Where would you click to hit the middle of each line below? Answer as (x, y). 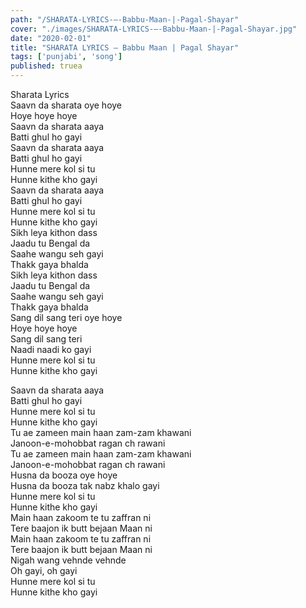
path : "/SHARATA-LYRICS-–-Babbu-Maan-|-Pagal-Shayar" (125, 19)
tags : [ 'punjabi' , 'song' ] (66, 57)
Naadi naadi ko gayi (51, 349)
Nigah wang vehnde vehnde (68, 560)
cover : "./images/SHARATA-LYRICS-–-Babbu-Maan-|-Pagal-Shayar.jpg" (154, 29)
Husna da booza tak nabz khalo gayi (85, 485)
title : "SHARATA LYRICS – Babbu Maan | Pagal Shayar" (125, 47)
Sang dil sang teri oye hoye (66, 317)
